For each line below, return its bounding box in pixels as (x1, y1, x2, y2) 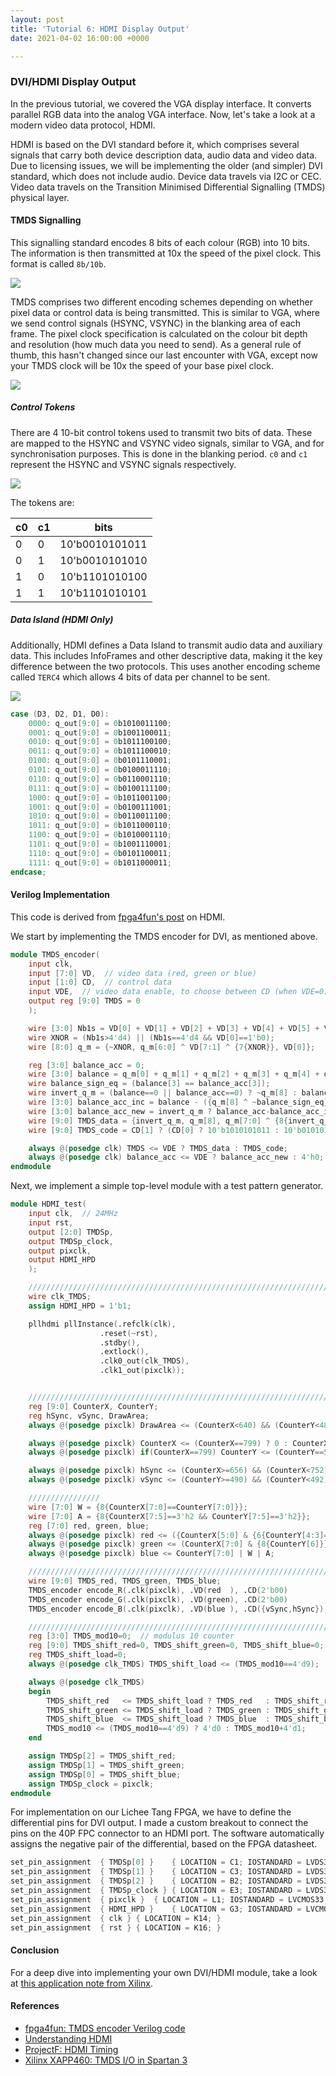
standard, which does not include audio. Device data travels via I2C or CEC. (10, 170, 322, 182)
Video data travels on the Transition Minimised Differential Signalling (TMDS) (10, 181, 326, 193)
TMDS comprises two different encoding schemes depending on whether (10, 296, 313, 308)
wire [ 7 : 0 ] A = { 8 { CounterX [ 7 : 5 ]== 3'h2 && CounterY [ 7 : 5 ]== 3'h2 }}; (28, 1511, 311, 1521)
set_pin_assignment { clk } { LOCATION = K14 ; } (10, 1913, 222, 1923)
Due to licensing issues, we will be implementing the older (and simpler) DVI (10, 159, 323, 171)
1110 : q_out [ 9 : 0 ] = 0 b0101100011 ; (28, 848, 172, 858)
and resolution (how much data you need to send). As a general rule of (10, 338, 302, 350)
